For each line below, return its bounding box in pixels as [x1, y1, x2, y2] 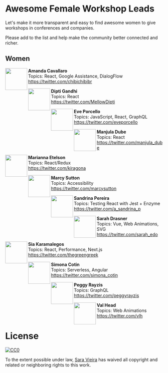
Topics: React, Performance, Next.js [28, 246, 103, 252]
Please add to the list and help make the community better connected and [5, 35, 158, 41]
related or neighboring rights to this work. [5, 361, 91, 368]
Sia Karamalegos [28, 241, 64, 247]
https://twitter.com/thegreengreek [28, 251, 99, 258]
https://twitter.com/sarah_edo [97, 231, 158, 237]
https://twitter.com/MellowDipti [51, 99, 115, 105]
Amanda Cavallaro [28, 68, 68, 74]
